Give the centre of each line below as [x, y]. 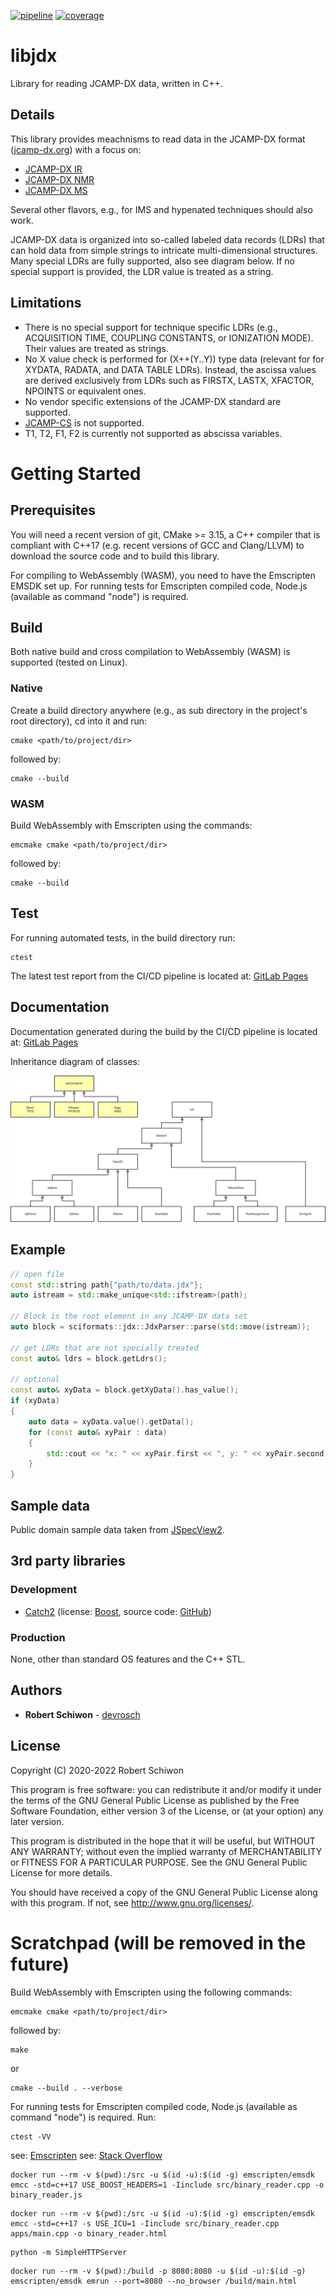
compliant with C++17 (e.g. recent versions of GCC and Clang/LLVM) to [157, 545]
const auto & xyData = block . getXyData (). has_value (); [125, 1390]
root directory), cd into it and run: [79, 721]
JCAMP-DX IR [53, 169]
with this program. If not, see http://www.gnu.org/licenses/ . [132, 1902]
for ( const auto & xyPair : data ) [98, 1432]
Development [44, 1590]
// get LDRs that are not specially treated [104, 1348]
